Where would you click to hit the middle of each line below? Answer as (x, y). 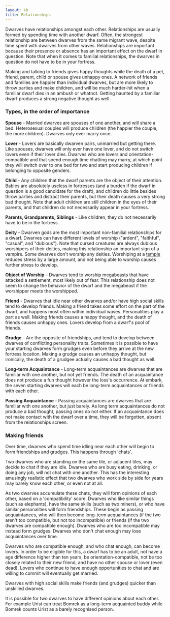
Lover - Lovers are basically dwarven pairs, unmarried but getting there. (81, 143)
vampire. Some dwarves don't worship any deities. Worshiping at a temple (83, 254)
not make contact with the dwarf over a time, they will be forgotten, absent (83, 417)
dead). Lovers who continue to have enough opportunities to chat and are (82, 568)
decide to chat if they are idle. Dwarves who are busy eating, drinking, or (81, 467)
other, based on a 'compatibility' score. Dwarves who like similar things (80, 498)
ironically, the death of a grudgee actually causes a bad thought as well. (80, 359)
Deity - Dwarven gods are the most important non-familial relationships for (83, 232)
